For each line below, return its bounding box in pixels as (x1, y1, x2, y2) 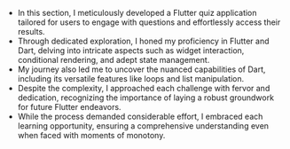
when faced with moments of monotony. (17, 130, 166, 140)
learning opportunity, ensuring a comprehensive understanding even (17, 121, 269, 131)
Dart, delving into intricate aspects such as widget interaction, (17, 45, 245, 56)
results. (17, 27, 46, 36)
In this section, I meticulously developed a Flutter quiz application (17, 8, 257, 18)
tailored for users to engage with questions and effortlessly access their (17, 17, 281, 27)
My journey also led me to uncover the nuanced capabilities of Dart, (17, 64, 266, 74)
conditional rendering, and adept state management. (17, 55, 210, 65)
